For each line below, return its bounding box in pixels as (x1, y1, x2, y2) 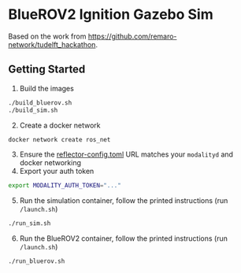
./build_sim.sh (8, 106, 58, 114)
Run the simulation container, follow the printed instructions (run (19, 196, 228, 205)
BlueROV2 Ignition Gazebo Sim (8, 6, 214, 24)
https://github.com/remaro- (87, 31, 177, 41)
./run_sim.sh (8, 220, 51, 227)
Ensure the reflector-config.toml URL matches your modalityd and (19, 149, 234, 159)
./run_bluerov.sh (8, 257, 65, 265)
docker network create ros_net (8, 135, 111, 143)
